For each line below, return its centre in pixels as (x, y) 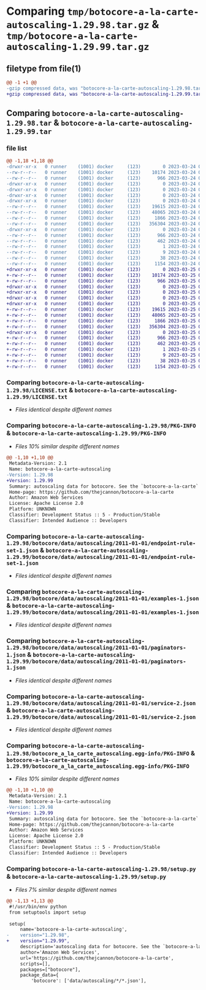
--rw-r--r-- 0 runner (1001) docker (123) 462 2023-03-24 (101, 241)
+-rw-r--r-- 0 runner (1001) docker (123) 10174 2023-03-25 (101, 275)
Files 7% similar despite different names (66, 890)
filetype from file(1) (44, 68)
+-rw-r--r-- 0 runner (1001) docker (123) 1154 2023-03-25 (101, 367)
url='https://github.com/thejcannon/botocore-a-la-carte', (97, 958)
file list (17, 148)
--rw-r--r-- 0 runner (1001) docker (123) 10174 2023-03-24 (101, 173)
